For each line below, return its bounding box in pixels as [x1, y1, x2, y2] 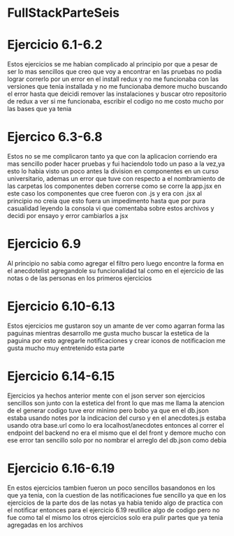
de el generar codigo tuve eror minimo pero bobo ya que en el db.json [7, 406, 210, 414]
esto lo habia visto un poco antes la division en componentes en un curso [7, 167, 219, 175]
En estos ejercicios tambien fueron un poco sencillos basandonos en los [7, 484, 216, 492]
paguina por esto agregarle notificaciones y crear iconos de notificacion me [7, 336, 226, 345]
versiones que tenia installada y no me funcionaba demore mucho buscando [7, 82, 228, 91]
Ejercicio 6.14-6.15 [7, 368, 115, 384]
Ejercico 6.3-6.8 [7, 129, 103, 145]
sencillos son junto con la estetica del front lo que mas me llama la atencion [7, 398, 225, 407]
